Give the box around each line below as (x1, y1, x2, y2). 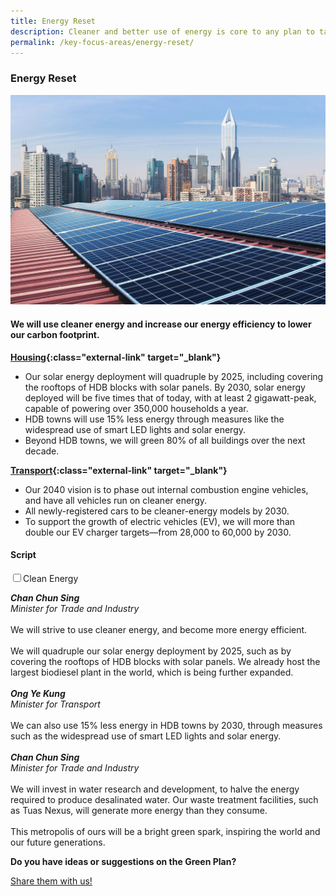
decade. (24, 445, 60, 457)
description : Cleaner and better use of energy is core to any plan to (10, 26, 315, 37)
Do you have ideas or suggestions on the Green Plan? (10, 855, 237, 867)
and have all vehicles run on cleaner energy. (24, 494, 208, 506)
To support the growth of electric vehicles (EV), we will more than (24, 515, 296, 527)
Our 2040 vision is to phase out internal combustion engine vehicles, (24, 483, 309, 495)
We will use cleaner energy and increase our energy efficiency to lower (10, 318, 312, 330)
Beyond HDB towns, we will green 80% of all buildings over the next (24, 434, 306, 446)
